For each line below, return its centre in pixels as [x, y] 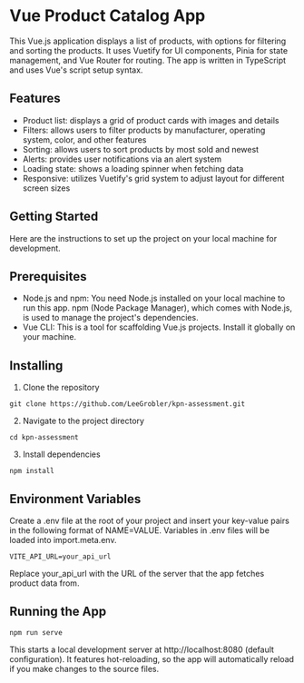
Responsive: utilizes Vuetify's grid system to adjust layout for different [153, 178]
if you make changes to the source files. [84, 668]
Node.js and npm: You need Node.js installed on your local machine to [154, 298]
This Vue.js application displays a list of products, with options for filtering [148, 41]
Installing [36, 366]
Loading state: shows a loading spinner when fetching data [133, 168]
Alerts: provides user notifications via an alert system [122, 159]
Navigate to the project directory [83, 421]
